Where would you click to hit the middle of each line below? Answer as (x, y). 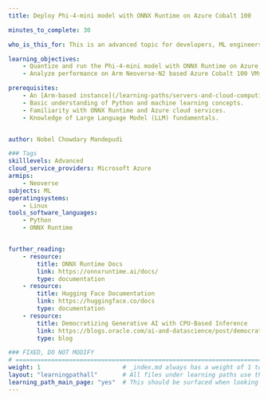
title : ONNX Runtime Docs (80, 264)
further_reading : (37, 249)
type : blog (55, 338)
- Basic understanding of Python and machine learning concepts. (134, 103)
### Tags (23, 154)
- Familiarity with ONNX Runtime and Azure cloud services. (124, 110)
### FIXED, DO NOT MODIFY (51, 353)
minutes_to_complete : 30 (49, 30)
